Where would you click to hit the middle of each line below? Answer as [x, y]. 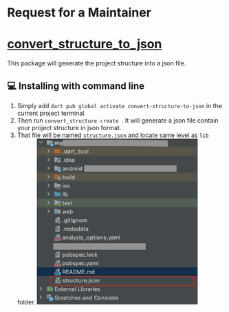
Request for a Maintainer [79, 13]
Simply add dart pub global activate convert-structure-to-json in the [119, 105]
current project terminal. [51, 113]
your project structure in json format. [69, 127]
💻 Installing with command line [76, 86]
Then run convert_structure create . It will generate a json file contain [118, 120]
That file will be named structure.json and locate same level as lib [113, 135]
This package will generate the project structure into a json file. [97, 63]
